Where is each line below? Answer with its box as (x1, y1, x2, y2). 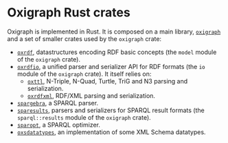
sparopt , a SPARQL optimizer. (16, 120, 101, 129)
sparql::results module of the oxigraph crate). (16, 113, 151, 121)
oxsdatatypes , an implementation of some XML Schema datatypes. (16, 128, 206, 136)
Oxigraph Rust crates (7, 5, 130, 21)
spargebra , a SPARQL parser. (16, 99, 98, 107)
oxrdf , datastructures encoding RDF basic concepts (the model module (16, 48, 217, 56)
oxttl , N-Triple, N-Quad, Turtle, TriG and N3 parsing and (27, 77, 188, 85)
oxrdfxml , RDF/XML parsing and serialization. (27, 91, 156, 100)
